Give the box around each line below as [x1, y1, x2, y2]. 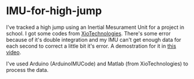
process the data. [6, 66, 49, 73]
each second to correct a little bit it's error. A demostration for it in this [6, 42, 176, 50]
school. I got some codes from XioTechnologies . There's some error [6, 29, 171, 37]
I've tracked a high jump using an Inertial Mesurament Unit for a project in [6, 24, 185, 31]
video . [6, 48, 22, 55]
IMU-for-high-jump [6, 4, 102, 18]
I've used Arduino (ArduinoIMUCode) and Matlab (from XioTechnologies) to [6, 60, 189, 67]
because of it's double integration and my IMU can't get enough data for [6, 36, 182, 43]
